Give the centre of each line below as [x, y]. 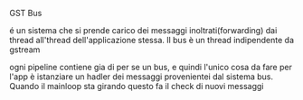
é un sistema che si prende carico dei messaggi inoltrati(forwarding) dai [143, 30]
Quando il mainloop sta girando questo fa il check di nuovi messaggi [137, 86]
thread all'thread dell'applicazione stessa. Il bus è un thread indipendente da [151, 40]
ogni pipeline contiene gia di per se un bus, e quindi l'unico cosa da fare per [151, 67]
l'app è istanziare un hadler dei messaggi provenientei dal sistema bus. [142, 77]
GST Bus [26, 13]
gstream [25, 50]
